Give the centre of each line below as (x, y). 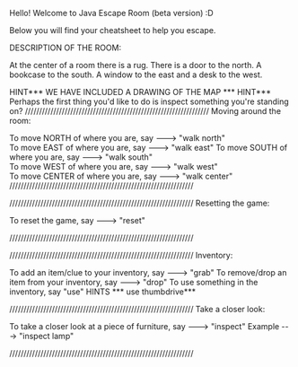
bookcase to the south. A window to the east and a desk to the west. (136, 74)
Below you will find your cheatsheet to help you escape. (113, 30)
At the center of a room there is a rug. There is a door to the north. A (136, 65)
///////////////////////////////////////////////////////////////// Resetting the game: (140, 203)
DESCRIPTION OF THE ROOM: (66, 48)
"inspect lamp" (47, 336)
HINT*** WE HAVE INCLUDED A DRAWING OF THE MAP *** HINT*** (140, 92)
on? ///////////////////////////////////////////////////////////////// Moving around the (145, 111)
